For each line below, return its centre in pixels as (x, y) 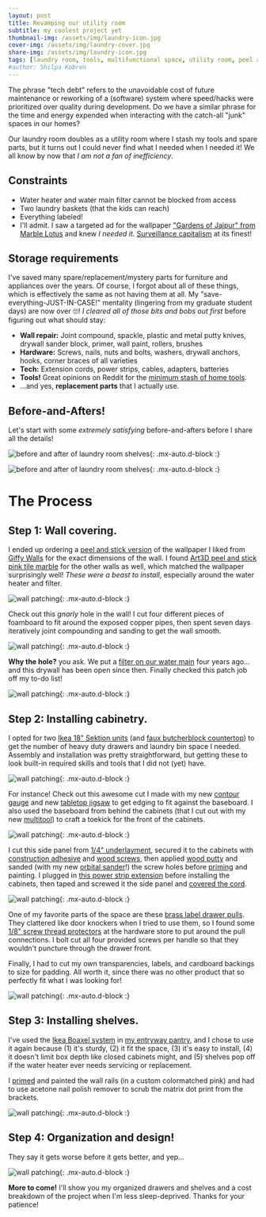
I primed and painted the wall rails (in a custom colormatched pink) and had (131, 1081)
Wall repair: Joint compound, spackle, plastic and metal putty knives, (133, 336)
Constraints (38, 180)
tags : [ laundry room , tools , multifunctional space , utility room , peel (131, 60)
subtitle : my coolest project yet (65, 30)
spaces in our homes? (44, 123)
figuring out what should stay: (57, 320)
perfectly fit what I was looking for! (65, 980)
